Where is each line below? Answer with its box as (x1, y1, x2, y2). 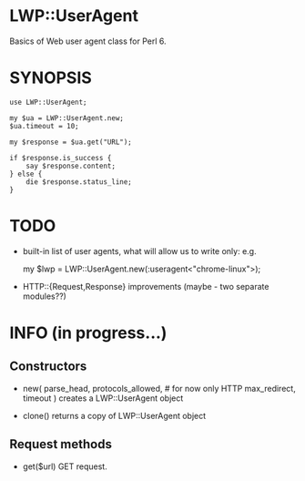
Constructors (9, 359, 87, 374)
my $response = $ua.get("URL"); (9, 138, 132, 147)
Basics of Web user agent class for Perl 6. (9, 36, 167, 46)
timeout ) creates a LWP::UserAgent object (22, 393, 184, 404)
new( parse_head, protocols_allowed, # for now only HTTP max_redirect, (22, 383, 296, 394)
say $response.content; (25, 161, 117, 170)
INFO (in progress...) (9, 322, 168, 343)
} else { (9, 169, 43, 179)
